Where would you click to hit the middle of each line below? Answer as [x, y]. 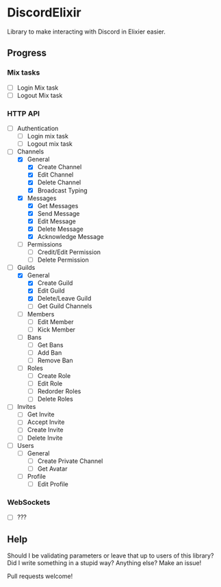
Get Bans [50, 345]
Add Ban [50, 352]
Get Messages [58, 205]
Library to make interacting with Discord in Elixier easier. [87, 32]
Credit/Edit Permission [69, 252]
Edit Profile [53, 484]
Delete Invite [45, 438]
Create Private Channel [70, 461]
